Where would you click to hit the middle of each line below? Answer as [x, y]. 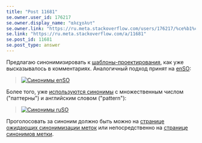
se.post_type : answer [33, 45]
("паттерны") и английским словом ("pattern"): [66, 98]
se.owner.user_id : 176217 [38, 17]
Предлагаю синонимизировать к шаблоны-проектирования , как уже [95, 62]
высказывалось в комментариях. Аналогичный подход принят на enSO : [99, 68]
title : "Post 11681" [32, 12]
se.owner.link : [25, 28]
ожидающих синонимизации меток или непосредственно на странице [97, 127]
